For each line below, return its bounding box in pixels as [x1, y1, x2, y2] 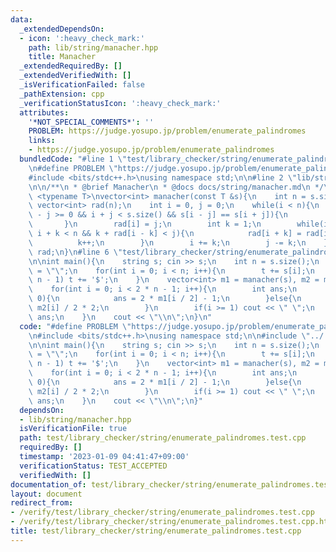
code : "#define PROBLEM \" [19, 321, 132, 331]
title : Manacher [28, 52, 97, 62]
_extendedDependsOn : [19, 24, 105, 34]
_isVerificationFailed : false [19, 80, 145, 90]
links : [28, 136, 56, 146]
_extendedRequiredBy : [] [19, 61, 123, 71]
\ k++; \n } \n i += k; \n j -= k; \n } [28, 237, 329, 248]
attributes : [19, 107, 70, 118]
